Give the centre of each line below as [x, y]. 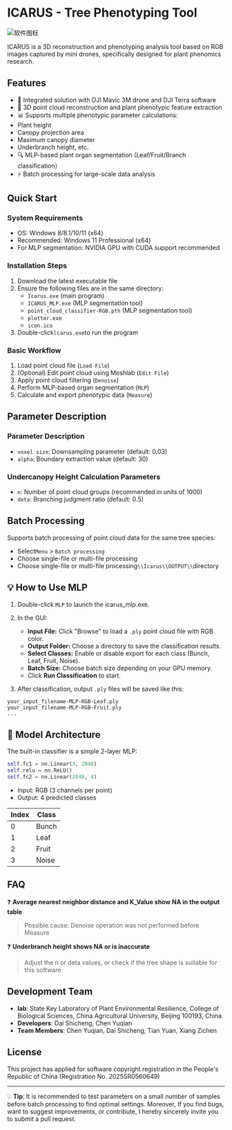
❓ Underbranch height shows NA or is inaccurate [79, 946]
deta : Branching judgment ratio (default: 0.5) [80, 500]
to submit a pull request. [41, 1119]
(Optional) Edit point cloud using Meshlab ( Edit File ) [93, 373]
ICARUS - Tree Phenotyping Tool [103, 13]
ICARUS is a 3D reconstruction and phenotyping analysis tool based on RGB [115, 46]
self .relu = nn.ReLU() [40, 770]
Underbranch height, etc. [53, 147]
